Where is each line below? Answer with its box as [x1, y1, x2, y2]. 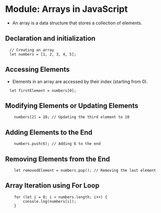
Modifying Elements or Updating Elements [5, 101, 139, 110]
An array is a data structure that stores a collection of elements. [12, 20, 143, 26]
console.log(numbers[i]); [23, 199, 77, 204]
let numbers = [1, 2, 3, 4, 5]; [9, 52, 77, 57]
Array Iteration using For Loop [5, 181, 100, 190]
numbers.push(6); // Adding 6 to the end [14, 142, 101, 146]
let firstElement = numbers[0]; [9, 88, 77, 93]
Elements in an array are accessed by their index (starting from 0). [12, 78, 148, 84]
